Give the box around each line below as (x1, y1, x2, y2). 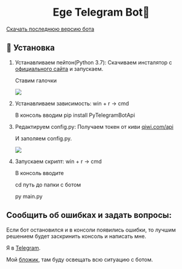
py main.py (14, 193, 43, 200)
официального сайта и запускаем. (14, 65, 104, 72)
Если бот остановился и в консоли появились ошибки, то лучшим (6, 226, 176, 233)
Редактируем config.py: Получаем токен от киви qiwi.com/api (14, 123, 174, 130)
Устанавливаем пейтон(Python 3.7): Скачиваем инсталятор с (14, 58, 172, 66)
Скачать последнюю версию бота (6, 25, 95, 32)
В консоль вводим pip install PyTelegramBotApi (14, 111, 136, 119)
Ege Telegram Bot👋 (52, 5, 150, 19)
